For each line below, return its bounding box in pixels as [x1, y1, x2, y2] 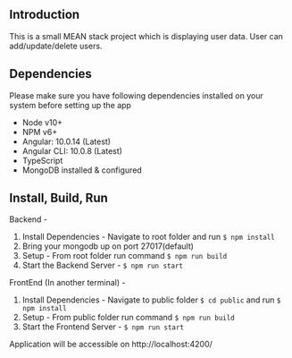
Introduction [9, 7, 80, 22]
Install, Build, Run [9, 191, 109, 206]
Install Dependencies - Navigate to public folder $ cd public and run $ [21, 294, 281, 305]
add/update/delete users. [9, 40, 103, 51]
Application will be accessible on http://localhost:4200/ [9, 339, 213, 350]
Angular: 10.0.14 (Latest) [21, 136, 112, 147]
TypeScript [21, 155, 63, 166]
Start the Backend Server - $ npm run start [21, 260, 183, 271]
